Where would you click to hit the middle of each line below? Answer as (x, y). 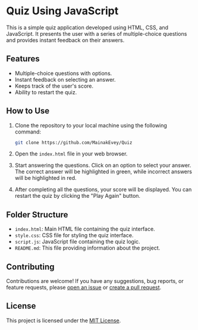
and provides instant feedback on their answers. (65, 40)
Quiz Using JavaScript (62, 11)
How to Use (28, 111)
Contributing (30, 267)
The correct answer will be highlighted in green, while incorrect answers (103, 172)
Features (23, 59)
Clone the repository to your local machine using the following (91, 125)
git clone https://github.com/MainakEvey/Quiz (73, 142)
